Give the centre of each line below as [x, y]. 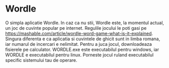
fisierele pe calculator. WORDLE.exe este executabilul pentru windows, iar [82, 49]
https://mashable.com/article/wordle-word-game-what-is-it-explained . [79, 33]
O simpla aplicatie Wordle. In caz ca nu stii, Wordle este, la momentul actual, [85, 23]
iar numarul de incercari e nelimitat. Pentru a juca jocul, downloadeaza [79, 44]
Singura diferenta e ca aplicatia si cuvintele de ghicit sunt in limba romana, [83, 39]
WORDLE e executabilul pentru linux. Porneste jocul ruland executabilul [79, 55]
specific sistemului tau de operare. [41, 60]
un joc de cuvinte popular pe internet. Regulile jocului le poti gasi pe [76, 28]
